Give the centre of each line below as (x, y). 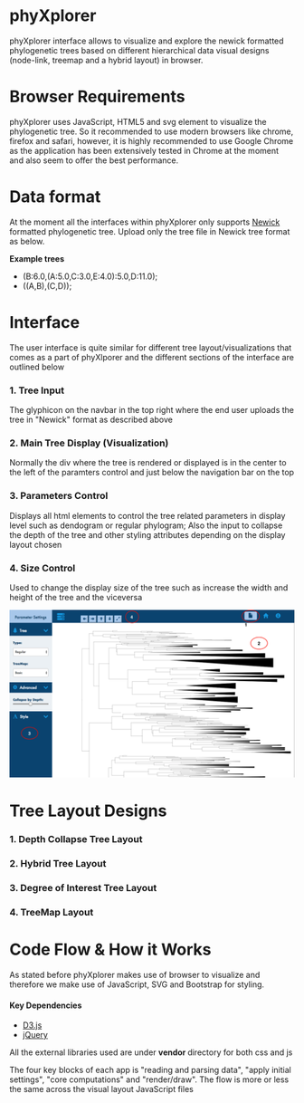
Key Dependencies (46, 1005)
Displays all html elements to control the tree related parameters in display (147, 515)
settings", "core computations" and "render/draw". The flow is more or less (149, 1079)
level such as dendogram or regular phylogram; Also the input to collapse (146, 525)
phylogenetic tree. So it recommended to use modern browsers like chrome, (152, 131)
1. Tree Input (37, 390)
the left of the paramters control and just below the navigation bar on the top (152, 473)
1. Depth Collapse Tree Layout (76, 839)
